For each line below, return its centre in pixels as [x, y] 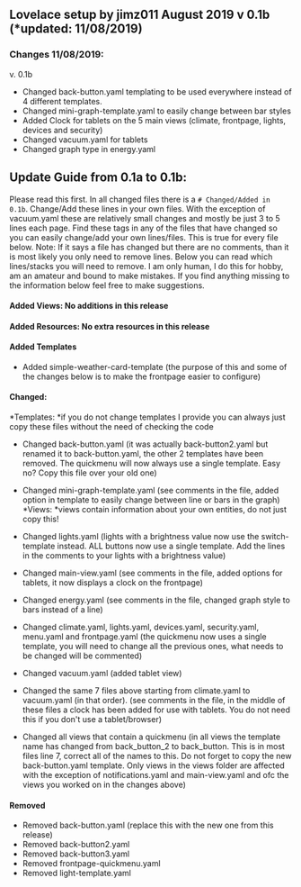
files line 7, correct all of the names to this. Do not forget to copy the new [157, 756]
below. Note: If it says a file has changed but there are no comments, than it [149, 247]
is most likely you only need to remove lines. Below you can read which [141, 257]
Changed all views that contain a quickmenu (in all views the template [151, 737]
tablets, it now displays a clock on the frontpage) [113, 583]
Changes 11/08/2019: [57, 55]
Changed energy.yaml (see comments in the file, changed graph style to [156, 600]
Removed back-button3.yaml [76, 854]
